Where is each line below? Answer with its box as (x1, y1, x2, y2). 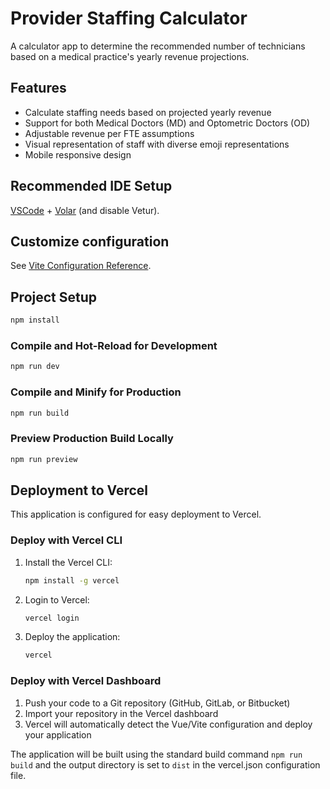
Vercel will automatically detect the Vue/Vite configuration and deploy (24, 718, 313, 730)
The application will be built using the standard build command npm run (10, 748, 303, 760)
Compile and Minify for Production (10, 385, 182, 399)
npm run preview (10, 454, 78, 464)
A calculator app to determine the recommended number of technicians (10, 40, 306, 52)
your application (24, 728, 92, 741)
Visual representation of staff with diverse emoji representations (24, 138, 290, 150)
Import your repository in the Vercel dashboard (24, 707, 219, 719)
